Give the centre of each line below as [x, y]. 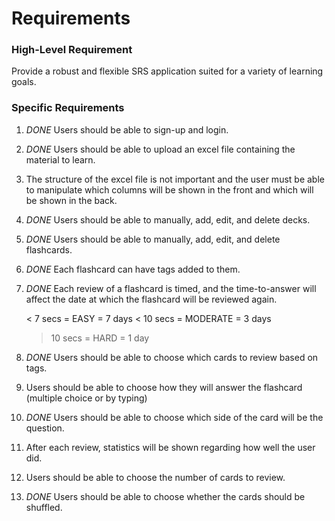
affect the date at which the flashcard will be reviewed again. [151, 299]
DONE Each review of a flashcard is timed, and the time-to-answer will [171, 288]
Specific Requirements [68, 108]
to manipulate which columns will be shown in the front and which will [169, 189]
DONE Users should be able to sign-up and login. [127, 129]
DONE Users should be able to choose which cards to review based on [172, 357]
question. [45, 428]
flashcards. [49, 249]
